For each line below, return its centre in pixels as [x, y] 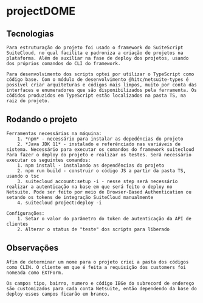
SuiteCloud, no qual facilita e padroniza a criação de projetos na [95, 53]
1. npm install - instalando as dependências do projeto [91, 165]
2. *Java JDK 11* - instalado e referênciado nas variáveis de [99, 144]
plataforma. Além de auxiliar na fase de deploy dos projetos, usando [98, 58]
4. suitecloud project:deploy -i [60, 203]
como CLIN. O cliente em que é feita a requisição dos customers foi [96, 267]
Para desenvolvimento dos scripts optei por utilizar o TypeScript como [100, 74]
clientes [17, 224]
